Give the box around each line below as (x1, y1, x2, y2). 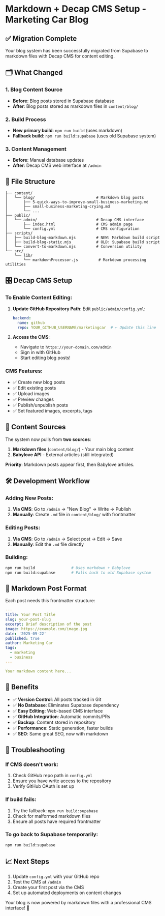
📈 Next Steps (5, 858, 50, 866)
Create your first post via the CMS (12, 884, 84, 890)
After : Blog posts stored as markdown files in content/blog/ (12, 103, 139, 109)
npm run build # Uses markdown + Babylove (5, 565, 130, 570)
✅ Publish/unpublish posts (12, 402, 69, 408)
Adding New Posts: (5, 494, 54, 501)
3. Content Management (5, 145, 67, 153)
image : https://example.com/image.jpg (5, 626, 87, 631)
